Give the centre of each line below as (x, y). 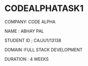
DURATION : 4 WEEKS (27, 59)
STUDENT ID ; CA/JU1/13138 (33, 40)
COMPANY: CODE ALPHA (30, 22)
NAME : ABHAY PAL (24, 31)
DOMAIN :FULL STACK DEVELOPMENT (44, 50)
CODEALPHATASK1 (44, 8)
